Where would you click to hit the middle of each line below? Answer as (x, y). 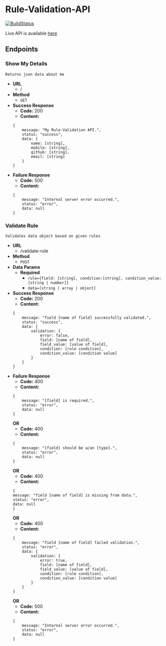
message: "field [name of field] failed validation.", (81, 542)
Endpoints (22, 49)
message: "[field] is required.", (58, 401)
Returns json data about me (35, 74)
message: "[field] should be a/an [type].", (70, 448)
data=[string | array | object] (62, 288)
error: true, (53, 560)
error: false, (55, 335)
